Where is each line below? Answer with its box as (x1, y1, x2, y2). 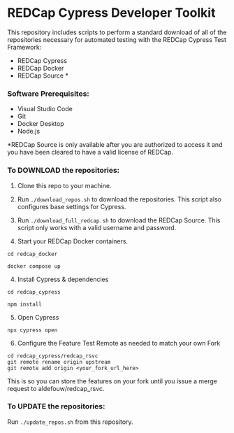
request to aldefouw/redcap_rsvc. (7, 384, 105, 392)
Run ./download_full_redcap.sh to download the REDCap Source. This (17, 215, 221, 225)
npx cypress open (7, 327, 58, 334)
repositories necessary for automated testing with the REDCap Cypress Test (7, 35, 227, 43)
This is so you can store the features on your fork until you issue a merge (7, 376, 218, 385)
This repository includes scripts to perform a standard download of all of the (7, 28, 227, 36)
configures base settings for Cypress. (17, 202, 126, 211)
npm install (7, 301, 42, 308)
